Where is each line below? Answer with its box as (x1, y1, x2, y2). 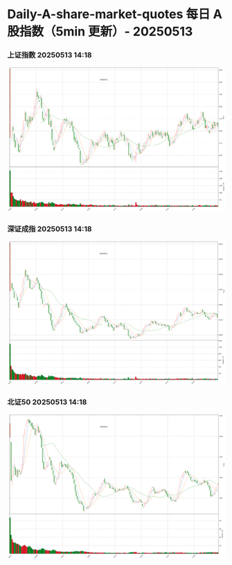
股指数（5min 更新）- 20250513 (7, 24, 193, 40)
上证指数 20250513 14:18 (7, 50, 92, 60)
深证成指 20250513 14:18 (7, 224, 92, 233)
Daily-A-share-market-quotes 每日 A (7, 6, 223, 22)
